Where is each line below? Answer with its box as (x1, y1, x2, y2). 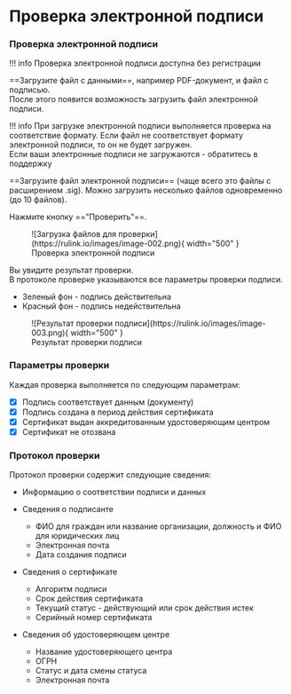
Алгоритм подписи (35, 584, 107, 595)
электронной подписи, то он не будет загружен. (9, 139, 193, 150)
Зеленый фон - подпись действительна (21, 291, 171, 303)
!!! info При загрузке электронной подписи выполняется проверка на (9, 121, 272, 131)
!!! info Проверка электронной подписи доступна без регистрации (9, 58, 262, 68)
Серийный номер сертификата (35, 612, 153, 623)
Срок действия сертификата (35, 593, 144, 604)
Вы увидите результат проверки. (9, 264, 134, 276)
